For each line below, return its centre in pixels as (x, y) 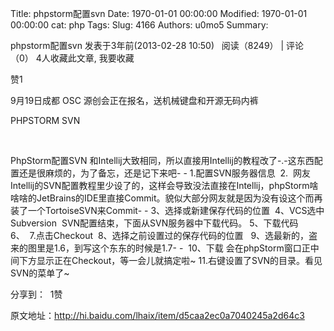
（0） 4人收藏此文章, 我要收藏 (72, 58)
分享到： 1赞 (36, 294)
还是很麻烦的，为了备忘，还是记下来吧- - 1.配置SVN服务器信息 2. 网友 (164, 173)
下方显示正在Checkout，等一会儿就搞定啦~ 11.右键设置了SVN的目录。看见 (170, 260)
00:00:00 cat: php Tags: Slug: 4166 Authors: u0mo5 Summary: (139, 25)
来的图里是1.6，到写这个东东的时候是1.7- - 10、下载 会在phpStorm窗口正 (160, 248)
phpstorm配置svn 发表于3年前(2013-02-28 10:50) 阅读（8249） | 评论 (157, 45)
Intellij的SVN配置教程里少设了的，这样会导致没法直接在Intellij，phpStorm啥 (164, 185)
